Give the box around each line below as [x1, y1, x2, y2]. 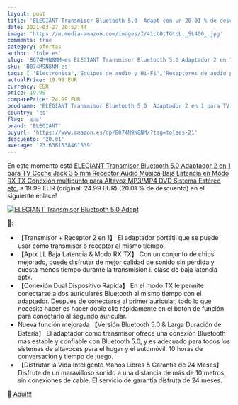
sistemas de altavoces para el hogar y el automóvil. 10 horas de [17, 345, 203, 353]
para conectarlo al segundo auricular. [17, 312, 127, 321]
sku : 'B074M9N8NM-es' [7, 63, 72, 70]
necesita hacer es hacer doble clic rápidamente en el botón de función [17, 304, 225, 313]
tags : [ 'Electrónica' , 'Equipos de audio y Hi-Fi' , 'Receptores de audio [7, 69, 227, 76]
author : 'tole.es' [7, 50, 62, 57]
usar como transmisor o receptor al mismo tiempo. [17, 241, 166, 250]
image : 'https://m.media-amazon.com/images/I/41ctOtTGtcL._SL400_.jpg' [7, 30, 223, 38]
